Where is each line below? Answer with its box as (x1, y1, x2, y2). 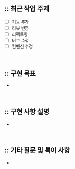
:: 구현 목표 (4, 69, 36, 78)
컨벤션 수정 (11, 43, 33, 49)
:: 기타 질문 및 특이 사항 (4, 146, 70, 155)
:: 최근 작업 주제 (4, 4, 50, 13)
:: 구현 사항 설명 (4, 108, 50, 116)
